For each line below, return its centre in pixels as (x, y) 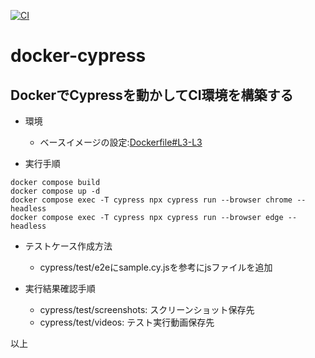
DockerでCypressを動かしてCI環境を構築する (152, 95)
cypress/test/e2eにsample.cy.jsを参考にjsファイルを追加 (156, 267)
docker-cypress (78, 56)
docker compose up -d (55, 191)
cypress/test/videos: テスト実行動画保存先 (127, 322)
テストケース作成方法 (68, 246)
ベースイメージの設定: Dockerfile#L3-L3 (121, 142)
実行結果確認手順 (60, 288)
